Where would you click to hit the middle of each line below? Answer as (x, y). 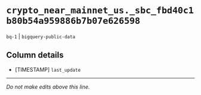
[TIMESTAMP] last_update (48, 69)
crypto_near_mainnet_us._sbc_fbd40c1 (100, 10)
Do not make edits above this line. (48, 87)
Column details (35, 55)
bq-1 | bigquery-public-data (41, 36)
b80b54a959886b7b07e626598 (73, 21)
